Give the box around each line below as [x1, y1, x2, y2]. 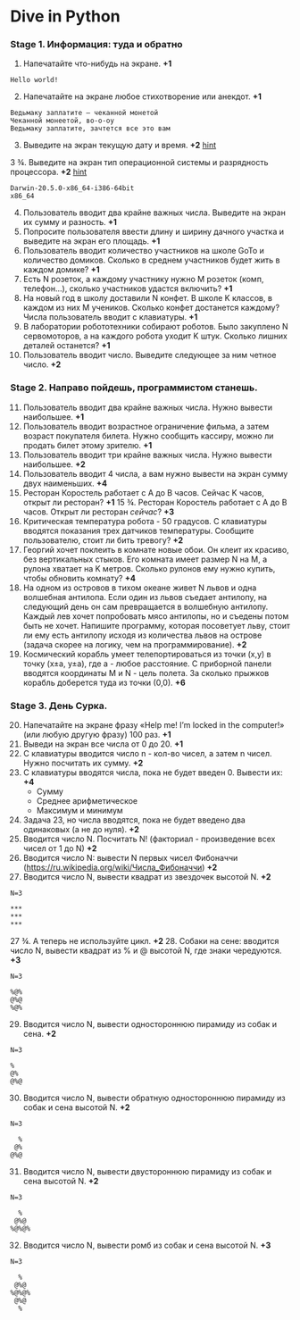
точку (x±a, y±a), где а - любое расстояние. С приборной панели [22, 658, 271, 669]
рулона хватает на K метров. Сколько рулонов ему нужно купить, [22, 563, 276, 573]
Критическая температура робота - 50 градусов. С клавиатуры [22, 515, 267, 526]
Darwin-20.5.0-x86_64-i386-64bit [10, 184, 135, 193]
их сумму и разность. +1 [22, 217, 117, 228]
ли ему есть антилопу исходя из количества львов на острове [22, 630, 262, 640]
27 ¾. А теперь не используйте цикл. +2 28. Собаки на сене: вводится [10, 936, 279, 947]
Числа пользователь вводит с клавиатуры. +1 [22, 312, 198, 322]
